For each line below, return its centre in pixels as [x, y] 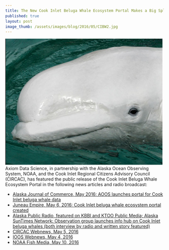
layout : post [19, 21]
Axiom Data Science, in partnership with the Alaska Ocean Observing [77, 169]
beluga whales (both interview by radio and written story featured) [81, 226]
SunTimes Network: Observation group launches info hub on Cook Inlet [86, 221]
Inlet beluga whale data [37, 200]
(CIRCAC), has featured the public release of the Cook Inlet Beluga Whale [81, 179]
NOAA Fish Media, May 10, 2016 [46, 242]
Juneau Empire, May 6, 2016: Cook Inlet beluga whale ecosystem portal [87, 205]
